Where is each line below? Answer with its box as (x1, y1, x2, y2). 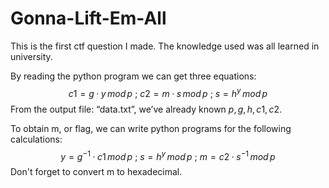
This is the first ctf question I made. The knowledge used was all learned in (10, 40, 320, 52)
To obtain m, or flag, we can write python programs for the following (10, 122, 292, 134)
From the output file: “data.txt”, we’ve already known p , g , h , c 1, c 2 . (10, 103, 283, 115)
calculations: (10, 133, 63, 145)
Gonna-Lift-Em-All (10, 7, 167, 30)
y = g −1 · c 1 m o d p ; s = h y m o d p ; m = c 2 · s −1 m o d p (60, 148, 276, 162)
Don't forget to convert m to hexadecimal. (10, 166, 183, 178)
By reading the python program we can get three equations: (10, 70, 257, 82)
